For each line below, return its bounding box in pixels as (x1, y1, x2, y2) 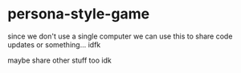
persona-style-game (7, 5, 150, 23)
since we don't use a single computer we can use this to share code (7, 31, 233, 41)
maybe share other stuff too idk (7, 55, 112, 65)
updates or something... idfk (7, 39, 101, 49)
